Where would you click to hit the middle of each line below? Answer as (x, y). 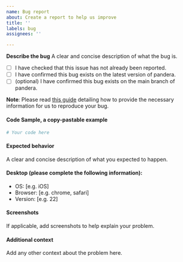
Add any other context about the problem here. (64, 253)
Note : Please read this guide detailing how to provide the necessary (90, 100)
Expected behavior (30, 146)
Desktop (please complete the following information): (74, 173)
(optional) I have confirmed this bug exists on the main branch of (95, 81)
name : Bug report (28, 12)
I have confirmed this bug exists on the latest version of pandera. (95, 75)
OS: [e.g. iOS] (32, 186)
